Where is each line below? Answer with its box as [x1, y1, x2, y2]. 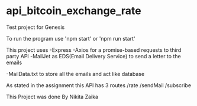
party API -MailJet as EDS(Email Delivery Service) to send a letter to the [6, 52, 182, 59]
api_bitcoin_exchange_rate [6, 4, 141, 18]
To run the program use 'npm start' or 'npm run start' [6, 35, 135, 42]
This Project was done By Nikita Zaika [6, 93, 99, 100]
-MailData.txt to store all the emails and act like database [6, 70, 145, 77]
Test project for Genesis [6, 24, 65, 31]
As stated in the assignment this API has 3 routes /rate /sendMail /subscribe [6, 81, 191, 89]
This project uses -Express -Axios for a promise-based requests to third [6, 46, 182, 54]
